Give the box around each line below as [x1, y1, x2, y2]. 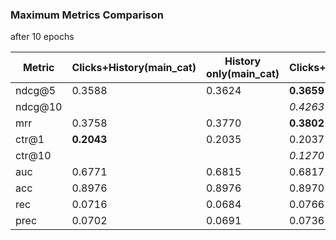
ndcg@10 [15, 100, 63, 114]
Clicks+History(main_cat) [71, 61, 197, 75]
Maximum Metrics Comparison [10, 8, 164, 22]
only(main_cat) [206, 67, 280, 81]
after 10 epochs [10, 31, 75, 43]
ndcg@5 [15, 84, 57, 98]
